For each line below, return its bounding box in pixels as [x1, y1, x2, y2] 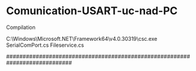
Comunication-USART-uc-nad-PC [6, 4, 178, 18]
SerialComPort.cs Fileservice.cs [6, 41, 84, 49]
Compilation [6, 24, 36, 31]
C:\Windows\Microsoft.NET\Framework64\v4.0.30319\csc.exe [6, 35, 158, 42]
